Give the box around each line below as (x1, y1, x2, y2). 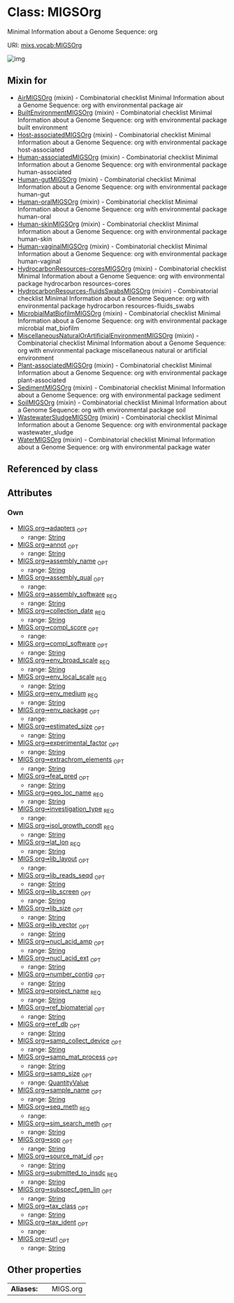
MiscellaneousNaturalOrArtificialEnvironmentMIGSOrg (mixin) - (17, 331, 199, 339)
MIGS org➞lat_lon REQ (17, 838, 81, 847)
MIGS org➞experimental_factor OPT (17, 739, 120, 749)
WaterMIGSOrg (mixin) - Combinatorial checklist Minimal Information (17, 435, 215, 444)
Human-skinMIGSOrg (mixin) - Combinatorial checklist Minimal (17, 220, 199, 228)
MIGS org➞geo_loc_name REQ (17, 788, 103, 798)
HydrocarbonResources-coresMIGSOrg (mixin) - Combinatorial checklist (17, 264, 227, 273)
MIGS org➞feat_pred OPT (17, 771, 89, 782)
